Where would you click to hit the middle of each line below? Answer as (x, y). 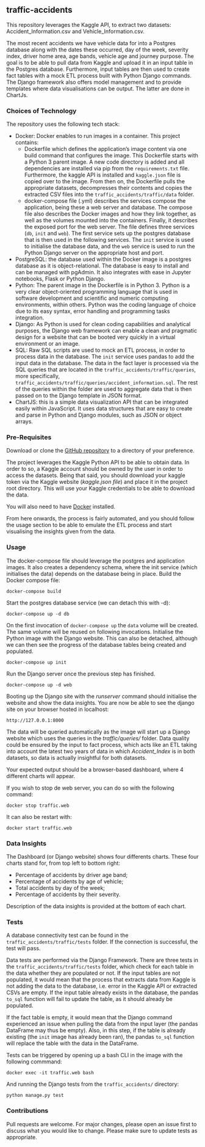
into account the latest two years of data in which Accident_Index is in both (101, 751)
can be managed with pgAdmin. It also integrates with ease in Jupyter (103, 272)
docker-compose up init (37, 662)
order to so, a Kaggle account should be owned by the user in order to (95, 469)
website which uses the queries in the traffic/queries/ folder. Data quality (98, 738)
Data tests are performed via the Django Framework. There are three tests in (102, 960)
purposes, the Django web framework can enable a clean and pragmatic (106, 331)
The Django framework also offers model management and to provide (94, 82)
